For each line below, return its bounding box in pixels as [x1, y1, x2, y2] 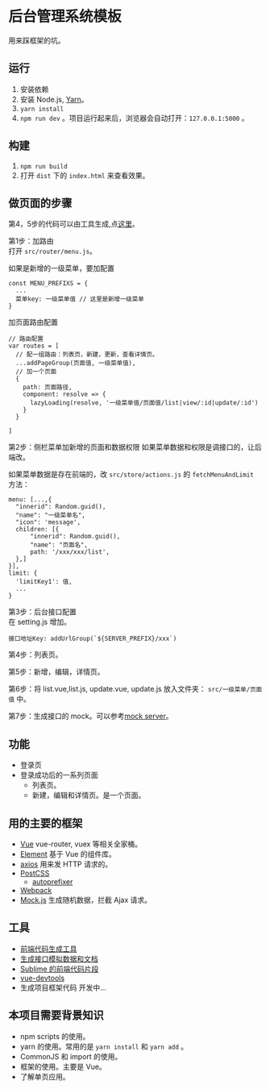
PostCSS [19, 868, 50, 878]
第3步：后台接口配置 [8, 607, 77, 617]
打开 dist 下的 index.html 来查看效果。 [19, 170, 150, 180]
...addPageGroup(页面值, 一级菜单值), [15, 360, 136, 368]
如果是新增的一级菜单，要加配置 [8, 264, 114, 273]
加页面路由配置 [8, 318, 58, 327]
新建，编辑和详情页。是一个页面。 [31, 791, 146, 800]
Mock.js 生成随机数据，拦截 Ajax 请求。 [19, 896, 152, 904]
